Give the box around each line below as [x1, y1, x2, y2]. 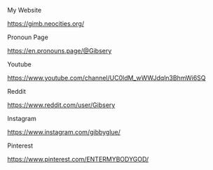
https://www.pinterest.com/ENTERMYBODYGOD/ [7, 155, 149, 163]
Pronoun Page [7, 33, 49, 41]
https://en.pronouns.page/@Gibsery [7, 47, 112, 55]
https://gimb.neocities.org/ [7, 20, 85, 27]
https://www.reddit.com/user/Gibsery [7, 101, 116, 109]
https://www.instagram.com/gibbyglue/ [7, 128, 121, 136]
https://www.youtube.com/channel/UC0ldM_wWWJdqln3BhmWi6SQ [7, 73, 206, 82]
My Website [7, 6, 42, 14]
